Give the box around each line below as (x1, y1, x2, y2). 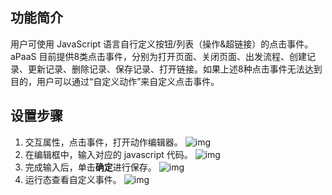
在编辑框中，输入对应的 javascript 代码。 (24, 148, 193, 160)
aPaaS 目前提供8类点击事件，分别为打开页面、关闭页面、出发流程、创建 (10, 50, 308, 62)
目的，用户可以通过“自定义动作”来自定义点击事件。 (10, 75, 220, 87)
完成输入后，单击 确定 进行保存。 (24, 161, 157, 173)
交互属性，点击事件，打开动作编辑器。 (24, 136, 183, 148)
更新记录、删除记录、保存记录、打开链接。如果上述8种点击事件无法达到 (27, 63, 323, 75)
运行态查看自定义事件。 (24, 173, 122, 185)
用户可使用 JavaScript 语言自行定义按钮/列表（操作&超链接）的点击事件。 (10, 38, 314, 50)
